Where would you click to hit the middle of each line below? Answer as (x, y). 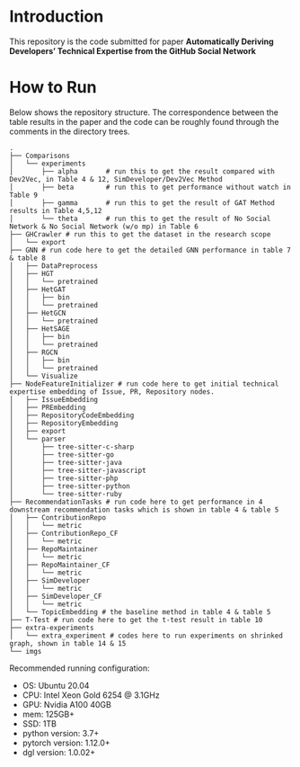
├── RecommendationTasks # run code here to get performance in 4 (136, 502)
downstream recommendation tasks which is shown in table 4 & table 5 (144, 510)
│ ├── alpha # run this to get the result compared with (142, 171)
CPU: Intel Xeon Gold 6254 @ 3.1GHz (91, 695)
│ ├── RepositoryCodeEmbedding (72, 415)
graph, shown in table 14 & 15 (68, 643)
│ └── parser (38, 439)
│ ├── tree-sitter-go (62, 455)
